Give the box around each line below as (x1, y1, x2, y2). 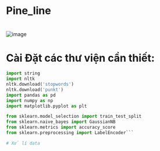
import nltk (6, 76, 35, 82)
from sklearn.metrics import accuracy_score (6, 124, 116, 131)
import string (6, 71, 41, 76)
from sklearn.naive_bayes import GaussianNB (6, 119, 116, 125)
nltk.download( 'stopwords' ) (6, 82, 74, 87)
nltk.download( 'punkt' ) (6, 86, 64, 93)
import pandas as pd (6, 92, 56, 98)
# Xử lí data (6, 140, 41, 146)
